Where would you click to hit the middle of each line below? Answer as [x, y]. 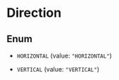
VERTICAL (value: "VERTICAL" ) [58, 69]
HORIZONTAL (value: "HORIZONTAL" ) [64, 55]
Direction [34, 13]
